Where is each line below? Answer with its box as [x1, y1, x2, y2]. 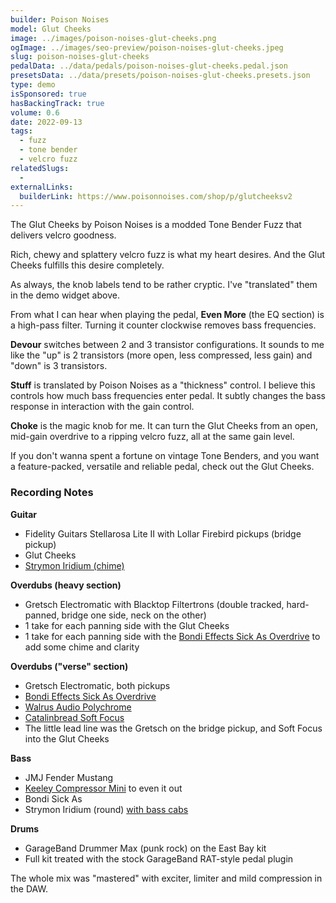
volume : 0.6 [10, 107, 60, 118]
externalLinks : [10, 182, 74, 192]
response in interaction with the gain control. [10, 401, 195, 413]
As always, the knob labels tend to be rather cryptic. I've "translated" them [10, 279, 318, 291]
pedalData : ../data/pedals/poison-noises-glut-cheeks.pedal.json [10, 61, 288, 71]
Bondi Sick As [24, 792, 83, 805]
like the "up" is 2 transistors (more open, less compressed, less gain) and [10, 349, 313, 361]
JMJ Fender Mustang [24, 771, 114, 783]
